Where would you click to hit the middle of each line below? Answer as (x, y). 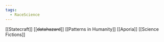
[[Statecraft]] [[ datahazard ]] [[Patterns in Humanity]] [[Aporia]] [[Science (82, 29)
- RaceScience (25, 15)
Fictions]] (15, 34)
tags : (11, 10)
